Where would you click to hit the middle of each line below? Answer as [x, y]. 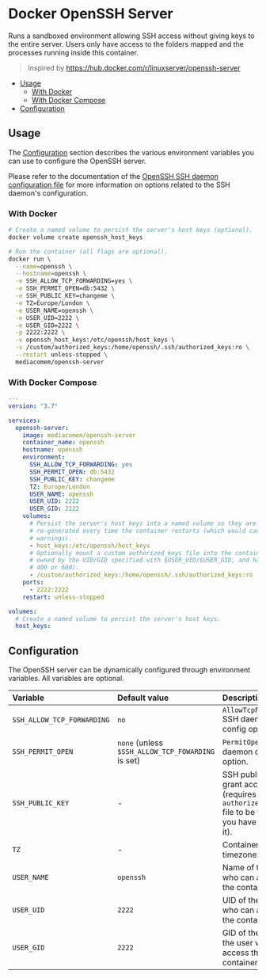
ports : [33, 583]
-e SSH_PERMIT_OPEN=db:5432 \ [65, 289]
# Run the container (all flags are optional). [88, 251]
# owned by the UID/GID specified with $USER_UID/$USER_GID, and [139, 560]
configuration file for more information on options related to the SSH [120, 185]
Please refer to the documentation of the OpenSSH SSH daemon [114, 176]
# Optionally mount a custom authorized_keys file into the [130, 553]
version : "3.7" [33, 406]
